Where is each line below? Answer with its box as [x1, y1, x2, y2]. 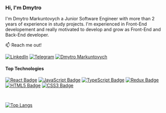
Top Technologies [5, 65, 44, 71]
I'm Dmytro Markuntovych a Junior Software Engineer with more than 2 [5, 16, 155, 22]
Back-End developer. [5, 32, 49, 38]
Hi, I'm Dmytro [5, 4, 42, 11]
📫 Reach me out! [5, 42, 42, 48]
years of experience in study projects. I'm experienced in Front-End [5, 21, 147, 27]
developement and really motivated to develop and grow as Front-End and [5, 26, 161, 33]
